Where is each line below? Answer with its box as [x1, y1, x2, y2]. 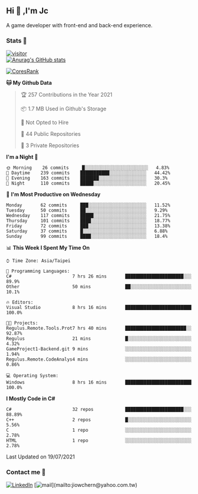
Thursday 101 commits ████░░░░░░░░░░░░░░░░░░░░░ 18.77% [6, 218, 170, 224]
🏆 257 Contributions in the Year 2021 [20, 91, 112, 98]
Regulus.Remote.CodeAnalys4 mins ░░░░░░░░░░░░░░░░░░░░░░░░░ [6, 356, 192, 362]
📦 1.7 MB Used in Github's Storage [20, 105, 106, 113]
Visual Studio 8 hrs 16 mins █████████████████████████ [6, 305, 192, 311]
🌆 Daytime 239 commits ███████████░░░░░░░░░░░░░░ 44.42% [6, 170, 170, 176]
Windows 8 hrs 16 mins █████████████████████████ [6, 380, 192, 385]
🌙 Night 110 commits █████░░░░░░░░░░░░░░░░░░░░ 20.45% [6, 180, 170, 187]
